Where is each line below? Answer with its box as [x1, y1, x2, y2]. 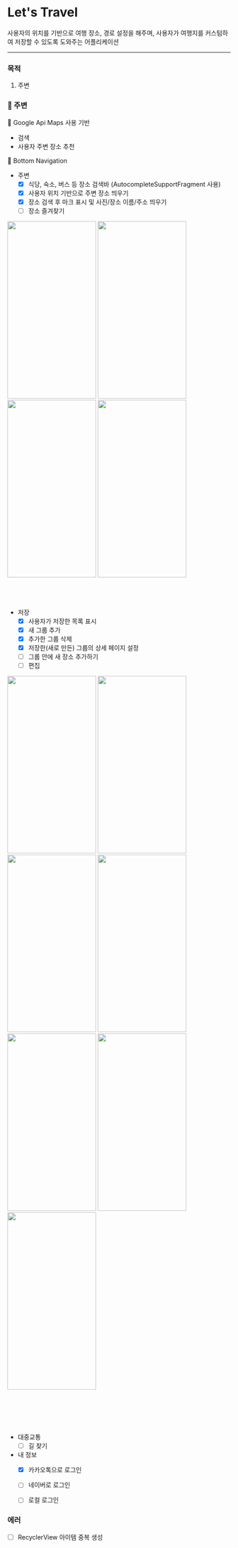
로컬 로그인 [28, 1495, 59, 1505]
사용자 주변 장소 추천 [17, 142, 75, 150]
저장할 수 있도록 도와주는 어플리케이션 [14, 37, 119, 46]
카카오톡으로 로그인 [28, 1466, 82, 1474]
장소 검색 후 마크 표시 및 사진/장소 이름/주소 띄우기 [28, 197, 167, 206]
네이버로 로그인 [28, 1481, 71, 1489]
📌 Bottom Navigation [7, 156, 67, 165]
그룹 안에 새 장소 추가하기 [28, 652, 99, 661]
